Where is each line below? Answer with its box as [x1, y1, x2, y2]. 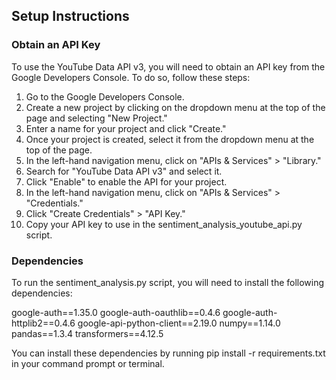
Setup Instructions [11, 8, 130, 25]
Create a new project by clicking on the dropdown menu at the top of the [25, 101, 326, 113]
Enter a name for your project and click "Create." [25, 122, 227, 134]
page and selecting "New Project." [25, 112, 168, 124]
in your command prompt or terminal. [11, 357, 165, 369]
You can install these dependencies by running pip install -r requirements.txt [11, 347, 326, 359]
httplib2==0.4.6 [11, 317, 76, 329]
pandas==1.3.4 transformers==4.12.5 [11, 327, 164, 339]
